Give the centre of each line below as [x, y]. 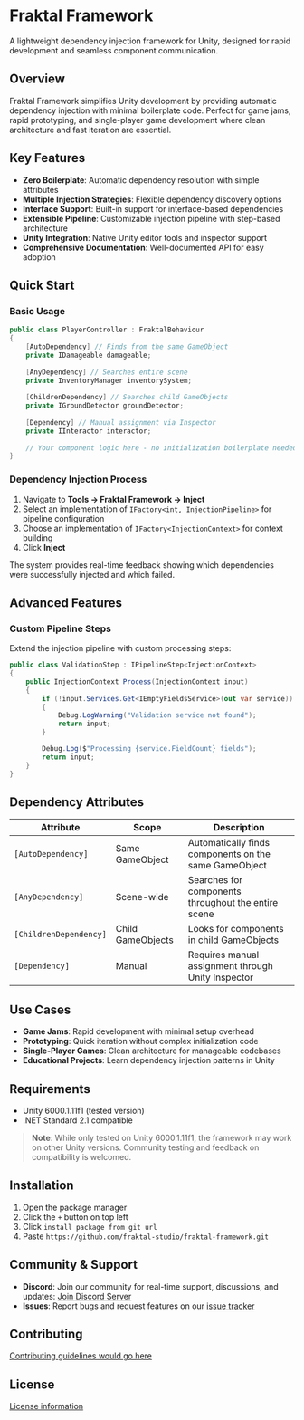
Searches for [215, 880]
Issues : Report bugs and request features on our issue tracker [138, 1306]
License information [47, 1406]
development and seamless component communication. [114, 50]
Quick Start [42, 285]
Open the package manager [75, 1207]
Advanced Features [66, 603]
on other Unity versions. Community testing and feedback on [145, 1147]
